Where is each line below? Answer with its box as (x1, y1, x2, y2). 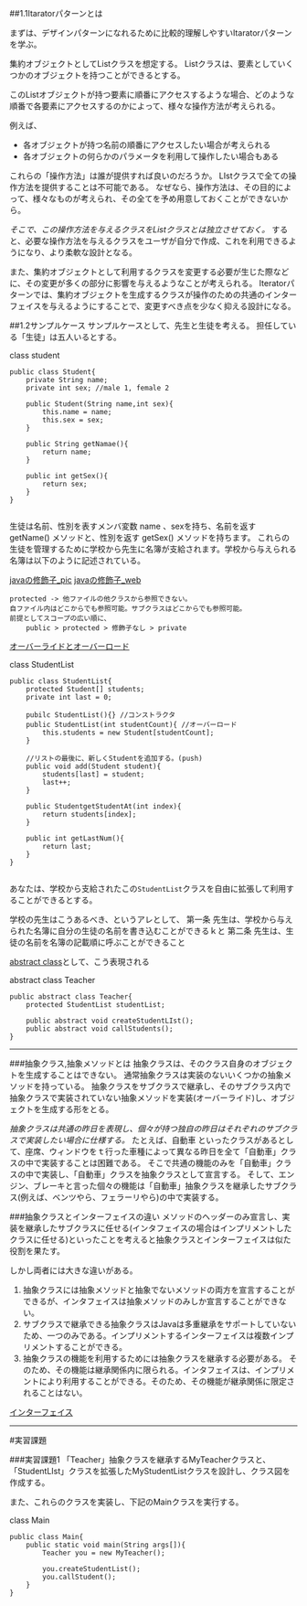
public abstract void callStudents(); (26, 1024, 174, 1033)
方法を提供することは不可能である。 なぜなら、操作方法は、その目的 (16, 182, 276, 192)
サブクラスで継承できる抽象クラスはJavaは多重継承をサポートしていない (22, 1319, 297, 1329)
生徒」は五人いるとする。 (25, 332, 122, 342)
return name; (42, 447, 92, 456)
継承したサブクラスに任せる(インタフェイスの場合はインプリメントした (25, 1223, 292, 1233)
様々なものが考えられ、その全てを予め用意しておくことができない (32, 193, 281, 204)
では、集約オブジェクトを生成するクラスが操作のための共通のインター (33, 289, 298, 300)
